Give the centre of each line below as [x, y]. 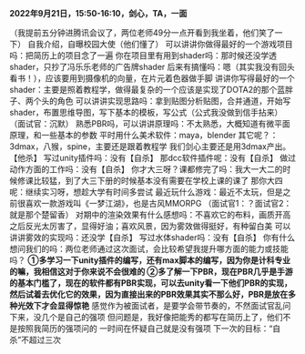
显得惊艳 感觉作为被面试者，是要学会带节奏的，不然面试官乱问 [174, 306]
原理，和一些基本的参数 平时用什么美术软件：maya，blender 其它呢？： [144, 135]
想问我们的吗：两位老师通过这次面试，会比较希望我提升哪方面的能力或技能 [149, 249]
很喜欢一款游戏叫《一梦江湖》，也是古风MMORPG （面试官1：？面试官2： [154, 203]
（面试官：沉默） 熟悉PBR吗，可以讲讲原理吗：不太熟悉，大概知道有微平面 [150, 124]
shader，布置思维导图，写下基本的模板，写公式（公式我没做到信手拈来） [146, 112]
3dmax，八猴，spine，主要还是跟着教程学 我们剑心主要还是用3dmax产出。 [150, 147]
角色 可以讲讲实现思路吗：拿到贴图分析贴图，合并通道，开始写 [174, 101]
